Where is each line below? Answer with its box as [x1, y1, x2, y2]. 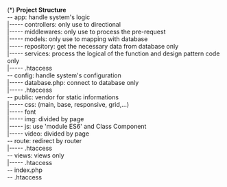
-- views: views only [7, 151, 64, 160]
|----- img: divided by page [7, 115, 84, 123]
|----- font [7, 108, 36, 116]
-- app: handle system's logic [7, 13, 91, 21]
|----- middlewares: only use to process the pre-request [7, 27, 166, 36]
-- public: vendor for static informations [7, 93, 119, 101]
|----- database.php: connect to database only [7, 79, 139, 86]
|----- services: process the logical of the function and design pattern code [7, 49, 220, 58]
